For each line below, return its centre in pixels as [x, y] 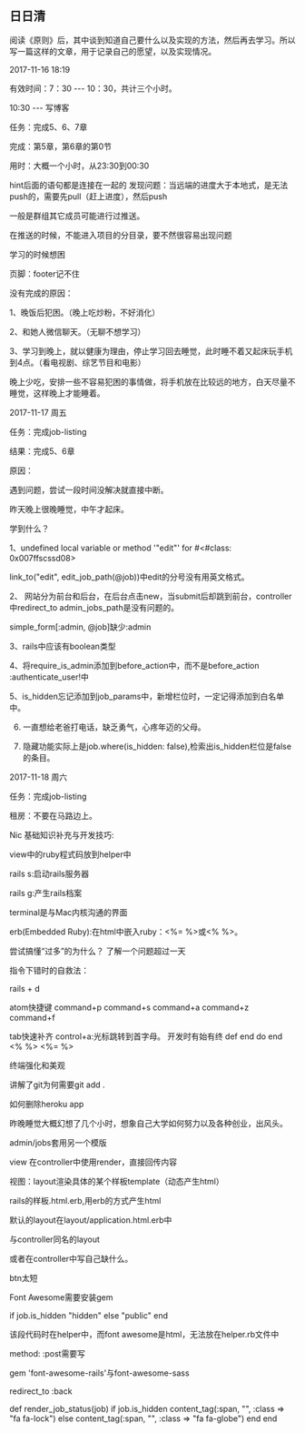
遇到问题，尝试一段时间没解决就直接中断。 [89, 489]
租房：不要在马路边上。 [53, 815]
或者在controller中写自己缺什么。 [71, 1258]
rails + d [25, 988]
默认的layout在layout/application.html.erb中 [91, 1220]
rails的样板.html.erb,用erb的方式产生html [85, 1200]
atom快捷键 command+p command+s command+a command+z [129, 1007]
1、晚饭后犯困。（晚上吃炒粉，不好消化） [85, 312]
